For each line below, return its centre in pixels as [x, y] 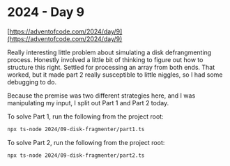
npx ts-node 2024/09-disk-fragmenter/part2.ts [76, 155]
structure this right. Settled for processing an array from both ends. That [111, 67]
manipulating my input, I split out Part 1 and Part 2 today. [88, 103]
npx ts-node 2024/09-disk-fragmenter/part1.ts [76, 129]
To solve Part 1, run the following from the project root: [85, 116]
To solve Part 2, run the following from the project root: [86, 142]
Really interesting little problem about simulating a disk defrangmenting [109, 52]
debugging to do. [32, 82]
